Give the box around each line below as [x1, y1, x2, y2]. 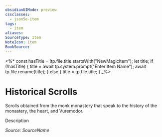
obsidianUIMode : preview [5, 7, 57, 12]
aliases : [5, 30, 23, 35]
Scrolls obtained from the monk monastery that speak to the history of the [5, 103, 158, 109]
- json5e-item [9, 16, 39, 21]
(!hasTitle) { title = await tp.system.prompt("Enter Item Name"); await [5, 63, 146, 69]
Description [5, 118, 29, 124]
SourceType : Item [5, 35, 41, 40]
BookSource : [5, 44, 30, 49]
